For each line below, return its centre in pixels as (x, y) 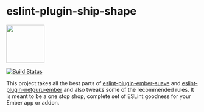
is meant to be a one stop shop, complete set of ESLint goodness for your (99, 96)
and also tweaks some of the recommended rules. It (129, 89)
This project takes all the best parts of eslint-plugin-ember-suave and (93, 83)
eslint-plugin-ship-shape (72, 11)
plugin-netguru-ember (34, 89)
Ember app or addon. (33, 102)
